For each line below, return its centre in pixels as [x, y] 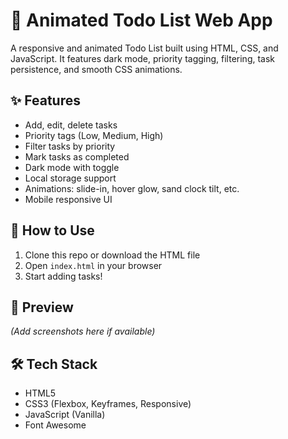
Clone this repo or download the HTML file [112, 255]
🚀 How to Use [52, 230]
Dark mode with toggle [72, 167]
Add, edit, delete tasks [71, 125]
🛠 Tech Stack [54, 364]
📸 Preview [42, 307]
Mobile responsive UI [68, 199]
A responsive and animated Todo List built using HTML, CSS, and [144, 48]
